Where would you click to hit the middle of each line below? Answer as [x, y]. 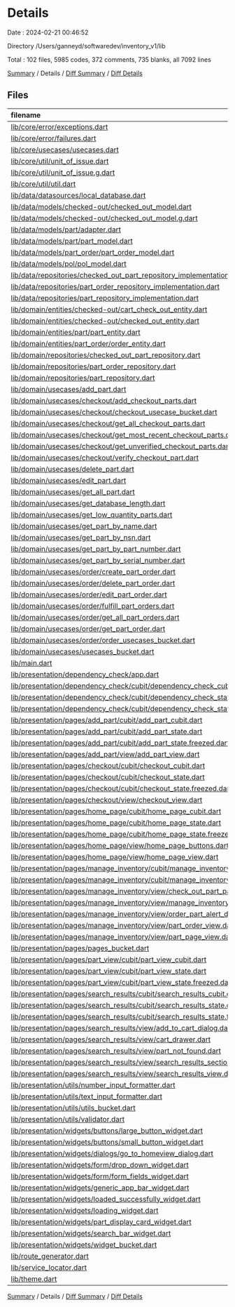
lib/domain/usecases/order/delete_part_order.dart [93, 583]
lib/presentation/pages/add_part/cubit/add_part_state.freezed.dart [120, 743]
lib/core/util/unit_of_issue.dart [60, 161]
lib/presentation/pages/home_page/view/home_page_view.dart [115, 856]
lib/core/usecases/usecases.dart [65, 150]
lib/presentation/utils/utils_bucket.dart [73, 1108]
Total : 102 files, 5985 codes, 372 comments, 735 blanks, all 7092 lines [109, 59]
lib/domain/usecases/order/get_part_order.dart [88, 628]
